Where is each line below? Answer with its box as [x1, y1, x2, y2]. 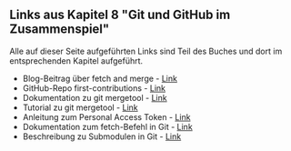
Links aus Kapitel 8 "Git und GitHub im [9, 7, 231, 23]
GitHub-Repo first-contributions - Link [22, 82, 166, 94]
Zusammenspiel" [9, 22, 110, 37]
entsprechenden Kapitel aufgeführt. [9, 55, 144, 66]
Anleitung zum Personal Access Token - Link [22, 111, 191, 122]
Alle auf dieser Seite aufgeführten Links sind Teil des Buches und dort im [9, 45, 283, 56]
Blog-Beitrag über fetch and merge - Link [22, 73, 177, 84]
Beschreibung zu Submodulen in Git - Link [22, 131, 182, 142]
